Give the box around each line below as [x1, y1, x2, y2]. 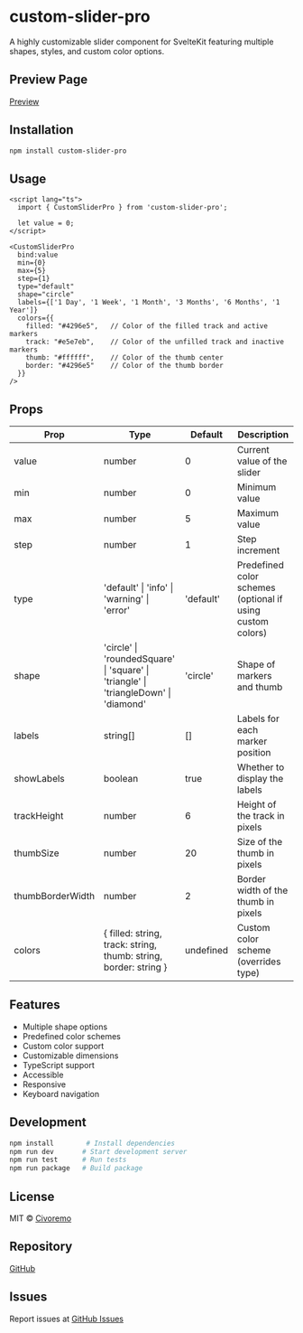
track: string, [103, 938, 158, 951]
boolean [103, 773, 139, 785]
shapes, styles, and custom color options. [9, 45, 165, 56]
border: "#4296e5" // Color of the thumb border [25, 361, 224, 371]
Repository [9, 1239, 73, 1254]
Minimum [236, 481, 277, 493]
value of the [236, 455, 288, 467]
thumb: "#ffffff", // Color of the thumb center [25, 353, 224, 362]
